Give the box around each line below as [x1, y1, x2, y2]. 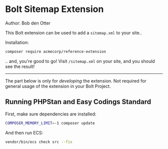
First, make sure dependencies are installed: [5, 111, 96, 117]
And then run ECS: [5, 129, 43, 135]
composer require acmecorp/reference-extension [5, 49, 106, 54]
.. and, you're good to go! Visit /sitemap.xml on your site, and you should [5, 58, 155, 64]
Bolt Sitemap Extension [5, 3, 104, 15]
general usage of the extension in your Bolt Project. [5, 83, 111, 89]
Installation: [5, 39, 29, 45]
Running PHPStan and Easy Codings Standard [5, 97, 151, 106]
